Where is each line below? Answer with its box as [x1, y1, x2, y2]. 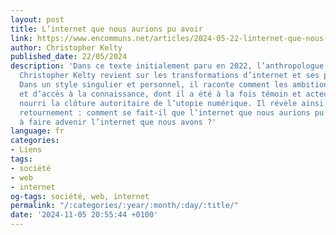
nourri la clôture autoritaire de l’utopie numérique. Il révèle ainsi [19, 98, 325, 108]
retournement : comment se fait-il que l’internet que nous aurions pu [19, 107, 325, 118]
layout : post [10, 14, 65, 25]
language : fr [10, 126, 65, 136]
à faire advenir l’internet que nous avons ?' [19, 117, 217, 127]
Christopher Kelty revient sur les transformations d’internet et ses [19, 71, 320, 81]
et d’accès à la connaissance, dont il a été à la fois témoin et [19, 89, 302, 99]
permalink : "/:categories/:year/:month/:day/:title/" [10, 201, 240, 211]
